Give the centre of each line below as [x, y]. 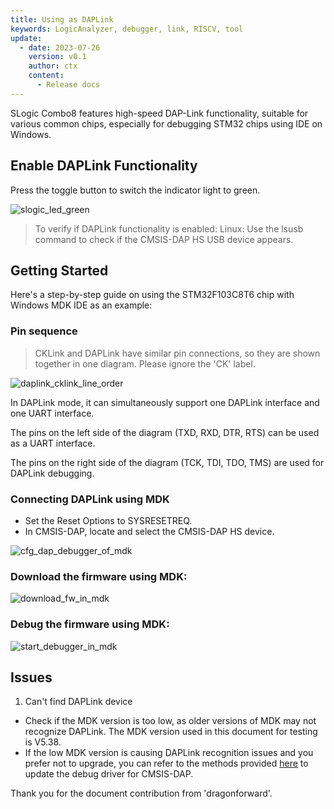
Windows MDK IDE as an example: [81, 305]
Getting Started [59, 270]
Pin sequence [44, 331]
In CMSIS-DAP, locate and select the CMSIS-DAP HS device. [149, 531]
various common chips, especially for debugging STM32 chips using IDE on [166, 123]
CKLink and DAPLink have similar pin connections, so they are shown [177, 353]
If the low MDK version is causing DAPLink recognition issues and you [169, 753]
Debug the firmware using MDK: [90, 624]
